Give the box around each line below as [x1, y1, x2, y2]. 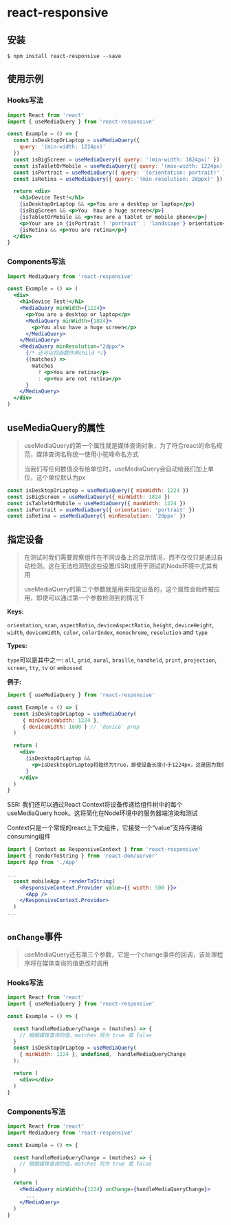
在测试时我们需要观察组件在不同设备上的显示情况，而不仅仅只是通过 [23, 553, 217, 562]
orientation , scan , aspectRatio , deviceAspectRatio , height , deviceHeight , [7, 621, 214, 629]
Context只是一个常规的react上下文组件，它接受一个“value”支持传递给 [7, 823, 203, 832]
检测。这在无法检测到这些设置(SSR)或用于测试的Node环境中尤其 [30, 562, 212, 570]
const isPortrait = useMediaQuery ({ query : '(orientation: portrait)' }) [13, 169, 229, 176]
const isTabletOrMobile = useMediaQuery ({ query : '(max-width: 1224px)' [13, 162, 226, 170]
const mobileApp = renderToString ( [13, 878, 115, 885]
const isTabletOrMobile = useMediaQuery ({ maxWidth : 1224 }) [7, 500, 186, 507]
